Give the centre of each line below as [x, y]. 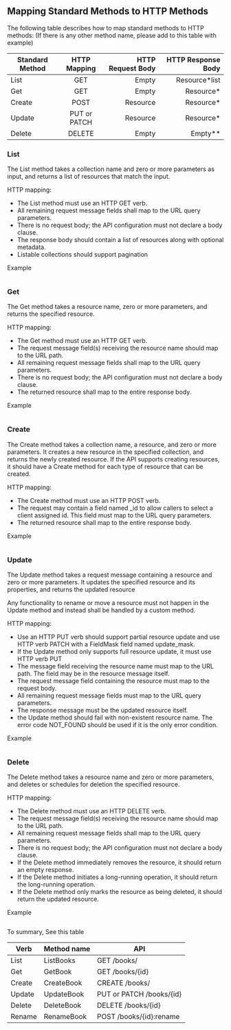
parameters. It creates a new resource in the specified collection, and [106, 452]
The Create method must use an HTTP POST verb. [89, 500]
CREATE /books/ [124, 983]
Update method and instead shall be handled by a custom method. [101, 610]
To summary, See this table [46, 932]
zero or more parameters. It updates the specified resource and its [101, 582]
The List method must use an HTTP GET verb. [82, 204]
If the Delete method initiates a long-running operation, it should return [117, 877]
